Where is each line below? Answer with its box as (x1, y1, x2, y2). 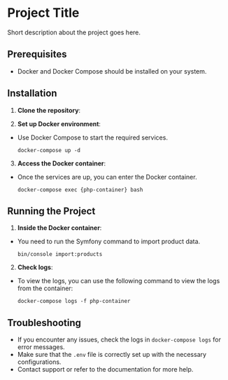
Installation (7, 88, 57, 100)
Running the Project (7, 205, 96, 217)
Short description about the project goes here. (7, 28, 141, 36)
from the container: (17, 284, 73, 292)
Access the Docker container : (17, 159, 106, 168)
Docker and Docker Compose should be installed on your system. (17, 67, 207, 75)
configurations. (17, 358, 62, 366)
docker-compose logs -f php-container (17, 298, 131, 305)
